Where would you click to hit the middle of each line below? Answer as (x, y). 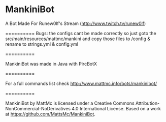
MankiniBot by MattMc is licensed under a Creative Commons (70, 103)
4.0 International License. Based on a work (116, 108)
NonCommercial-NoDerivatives (38, 108)
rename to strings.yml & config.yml (42, 44)
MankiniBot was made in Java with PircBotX (51, 64)
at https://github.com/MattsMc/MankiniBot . (50, 114)
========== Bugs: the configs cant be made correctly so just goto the (81, 33)
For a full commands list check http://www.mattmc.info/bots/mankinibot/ (81, 83)
